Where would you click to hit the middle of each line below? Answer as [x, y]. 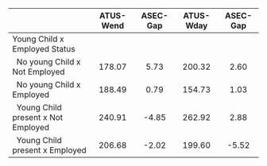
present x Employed [50, 150]
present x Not [38, 117]
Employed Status [44, 49]
